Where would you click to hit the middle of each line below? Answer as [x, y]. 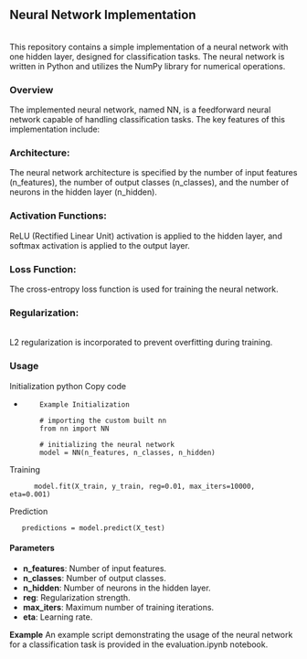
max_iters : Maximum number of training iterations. [118, 607]
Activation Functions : [58, 216]
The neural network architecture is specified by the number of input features [153, 173]
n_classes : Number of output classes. [94, 578]
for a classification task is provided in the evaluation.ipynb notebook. [139, 644]
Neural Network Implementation [103, 15]
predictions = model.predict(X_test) [94, 528]
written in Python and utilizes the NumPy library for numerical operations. [148, 66]
